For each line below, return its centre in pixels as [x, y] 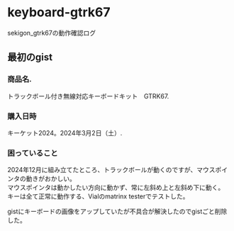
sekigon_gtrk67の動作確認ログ [52, 33]
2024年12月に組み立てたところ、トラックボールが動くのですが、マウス [111, 170]
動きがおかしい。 [51, 179]
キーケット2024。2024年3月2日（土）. [65, 133]
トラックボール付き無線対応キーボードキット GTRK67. [88, 96]
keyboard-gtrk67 [59, 12]
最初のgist [30, 57]
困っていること [33, 153]
